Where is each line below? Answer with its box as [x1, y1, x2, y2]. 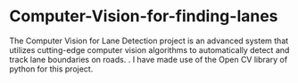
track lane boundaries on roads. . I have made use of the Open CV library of [9, 54, 288, 64]
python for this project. [9, 64, 94, 74]
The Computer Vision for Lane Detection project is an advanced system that [9, 35, 289, 46]
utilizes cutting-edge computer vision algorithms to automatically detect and [9, 44, 290, 55]
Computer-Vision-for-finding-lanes [9, 6, 278, 26]
